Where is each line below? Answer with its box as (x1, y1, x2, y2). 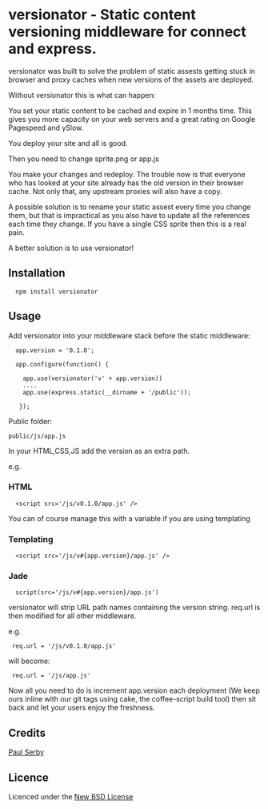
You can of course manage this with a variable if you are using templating (8, 513, 250, 523)
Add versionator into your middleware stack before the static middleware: (8, 330, 250, 340)
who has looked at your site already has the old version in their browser (8, 178, 244, 188)
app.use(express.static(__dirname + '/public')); (22, 388, 192, 396)
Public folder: (8, 416, 53, 426)
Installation (8, 266, 66, 280)
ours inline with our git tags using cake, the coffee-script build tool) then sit (8, 694, 257, 704)
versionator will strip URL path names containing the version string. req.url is (8, 603, 261, 613)
